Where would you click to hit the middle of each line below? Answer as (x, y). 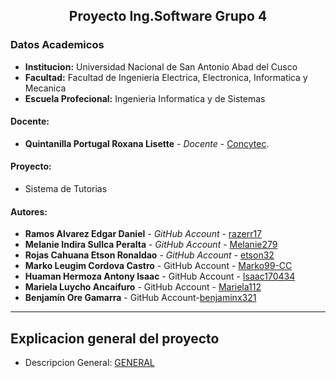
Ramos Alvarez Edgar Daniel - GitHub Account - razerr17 (143, 234)
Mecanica (45, 88)
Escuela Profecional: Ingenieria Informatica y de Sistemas (145, 98)
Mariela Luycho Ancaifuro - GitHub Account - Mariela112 (143, 287)
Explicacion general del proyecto (115, 338)
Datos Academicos (57, 45)
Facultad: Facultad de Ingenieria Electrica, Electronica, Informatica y (166, 77)
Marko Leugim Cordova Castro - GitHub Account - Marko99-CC (158, 266)
